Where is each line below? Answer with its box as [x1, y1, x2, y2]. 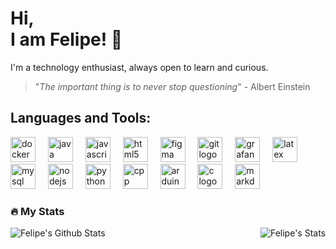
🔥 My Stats [10, 204, 65, 218]
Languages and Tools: [10, 110, 152, 127]
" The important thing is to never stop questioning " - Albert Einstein [34, 80, 311, 92]
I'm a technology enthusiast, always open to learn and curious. [10, 61, 269, 73]
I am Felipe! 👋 [10, 28, 123, 51]
